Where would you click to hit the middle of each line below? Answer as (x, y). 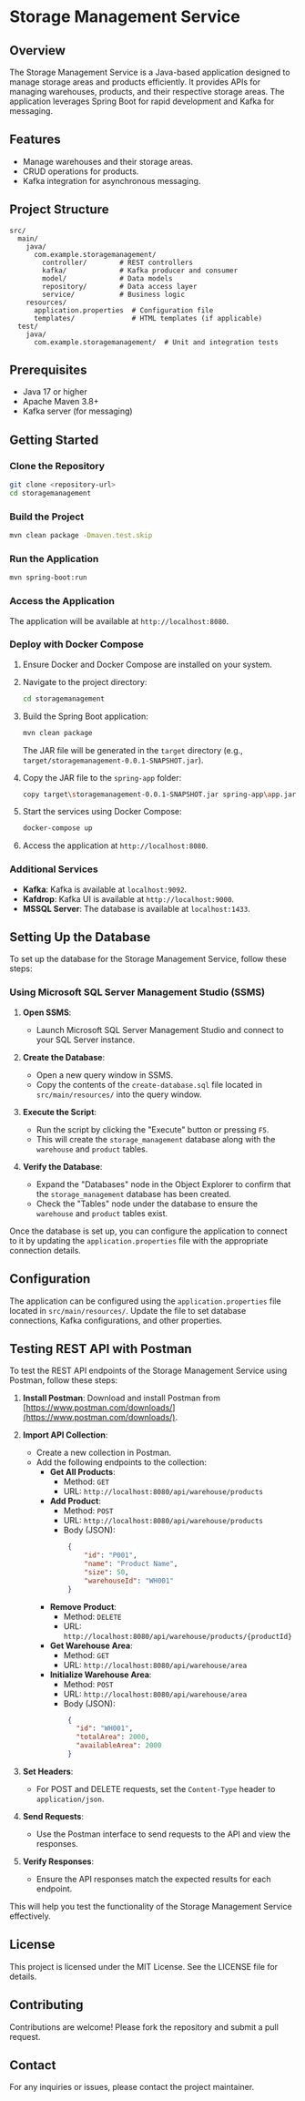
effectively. (30, 1916)
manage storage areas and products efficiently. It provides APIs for (135, 82)
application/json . (70, 1799)
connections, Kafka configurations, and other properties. (116, 1320)
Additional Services (54, 869)
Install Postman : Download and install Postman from (122, 1398)
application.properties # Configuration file (123, 310)
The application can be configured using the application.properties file (145, 1301)
